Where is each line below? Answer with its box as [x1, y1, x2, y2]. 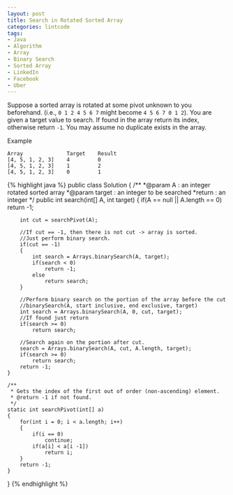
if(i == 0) [32, 431, 64, 438]
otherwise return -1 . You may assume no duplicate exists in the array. [7, 123, 207, 131]
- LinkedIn [7, 69, 39, 76]
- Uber [7, 82, 27, 89]
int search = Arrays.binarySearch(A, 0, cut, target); [20, 308, 183, 315]
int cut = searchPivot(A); [20, 217, 98, 224]
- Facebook [7, 75, 39, 82]
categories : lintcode [7, 23, 70, 30]
